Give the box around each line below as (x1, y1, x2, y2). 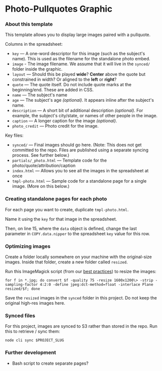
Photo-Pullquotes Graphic (5, 3, 113, 15)
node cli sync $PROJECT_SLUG (5, 338, 64, 343)
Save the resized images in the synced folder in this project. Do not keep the (5, 295, 157, 301)
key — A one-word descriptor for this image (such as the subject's (12, 51, 145, 56)
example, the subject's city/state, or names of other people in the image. (12, 113, 158, 119)
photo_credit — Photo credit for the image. (12, 123, 99, 129)
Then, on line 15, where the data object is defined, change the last (5, 225, 137, 231)
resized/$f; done (5, 286, 40, 292)
